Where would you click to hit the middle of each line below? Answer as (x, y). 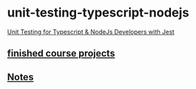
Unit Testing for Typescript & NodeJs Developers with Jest (91, 32)
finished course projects (61, 53)
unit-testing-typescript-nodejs (98, 13)
